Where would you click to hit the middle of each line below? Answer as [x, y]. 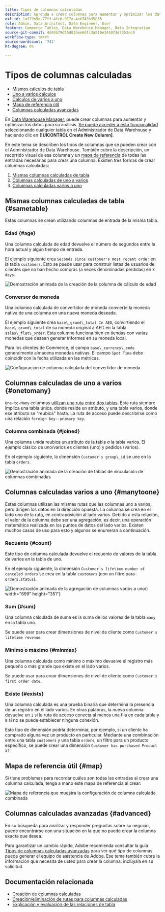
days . [10, 275]
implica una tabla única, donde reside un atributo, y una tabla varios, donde [82, 408]
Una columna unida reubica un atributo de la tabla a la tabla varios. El [75, 442]
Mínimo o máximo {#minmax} [41, 650]
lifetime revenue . [23, 637]
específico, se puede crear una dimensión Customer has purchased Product [81, 745]
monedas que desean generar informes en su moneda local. [66, 338]
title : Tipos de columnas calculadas [44, 10]
